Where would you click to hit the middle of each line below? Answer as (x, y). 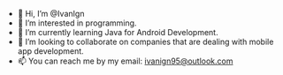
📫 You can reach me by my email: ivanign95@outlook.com (125, 61)
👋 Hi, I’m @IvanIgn (51, 14)
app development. (50, 51)
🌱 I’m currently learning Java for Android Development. (118, 32)
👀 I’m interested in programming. (77, 23)
